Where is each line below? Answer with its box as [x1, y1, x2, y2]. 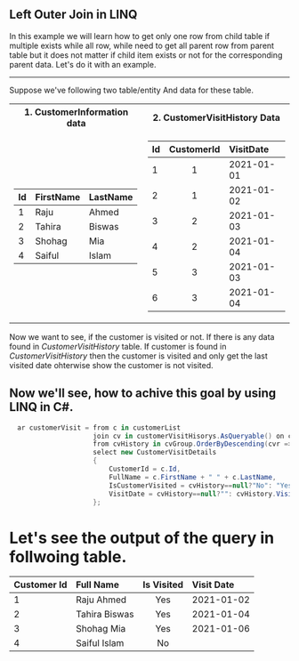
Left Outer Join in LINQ [9, 7, 138, 22]
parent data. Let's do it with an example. [9, 59, 157, 69]
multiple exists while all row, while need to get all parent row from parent [9, 40, 274, 51]
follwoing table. [9, 546, 127, 567]
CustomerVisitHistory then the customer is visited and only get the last [9, 351, 269, 361]
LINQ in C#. [9, 399, 74, 415]
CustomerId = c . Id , [108, 464, 181, 473]
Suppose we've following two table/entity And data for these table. [9, 85, 255, 95]
